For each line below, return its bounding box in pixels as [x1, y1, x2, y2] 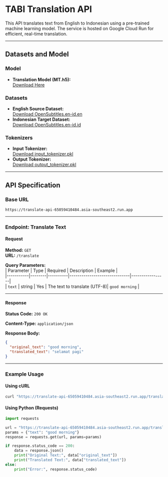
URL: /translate [5, 252, 39, 259]
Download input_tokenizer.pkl [12, 151, 73, 157]
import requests [5, 416, 39, 421]
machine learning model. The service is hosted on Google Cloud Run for [5, 25, 154, 31]
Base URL [5, 196, 29, 203]
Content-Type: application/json [5, 321, 73, 327]
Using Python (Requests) [5, 405, 58, 411]
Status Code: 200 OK [5, 311, 48, 317]
